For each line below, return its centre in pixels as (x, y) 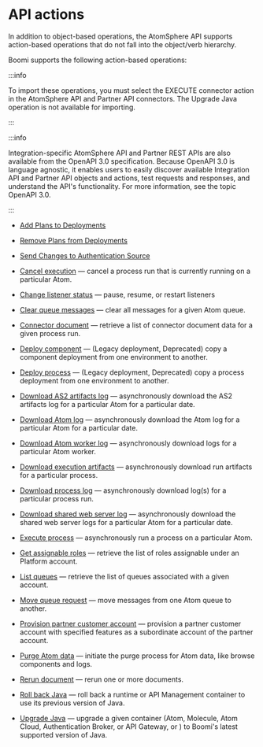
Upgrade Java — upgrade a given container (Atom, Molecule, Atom (129, 718)
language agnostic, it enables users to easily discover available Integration (129, 169)
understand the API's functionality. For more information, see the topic (122, 186)
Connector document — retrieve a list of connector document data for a (136, 325)
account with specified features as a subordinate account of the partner (136, 632)
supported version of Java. (63, 734)
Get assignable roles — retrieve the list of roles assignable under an (130, 553)
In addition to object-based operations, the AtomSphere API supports (120, 36)
